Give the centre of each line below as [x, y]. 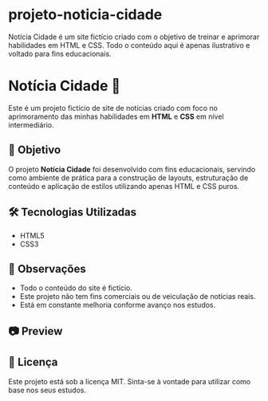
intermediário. [31, 124]
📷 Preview [35, 331]
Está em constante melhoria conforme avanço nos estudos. [118, 305]
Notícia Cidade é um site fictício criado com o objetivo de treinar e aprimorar [134, 37]
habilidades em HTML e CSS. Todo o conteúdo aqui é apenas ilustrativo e [129, 45]
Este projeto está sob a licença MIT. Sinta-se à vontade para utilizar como [130, 381]
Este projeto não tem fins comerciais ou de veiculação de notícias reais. [138, 297]
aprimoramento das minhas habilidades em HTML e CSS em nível [116, 116]
